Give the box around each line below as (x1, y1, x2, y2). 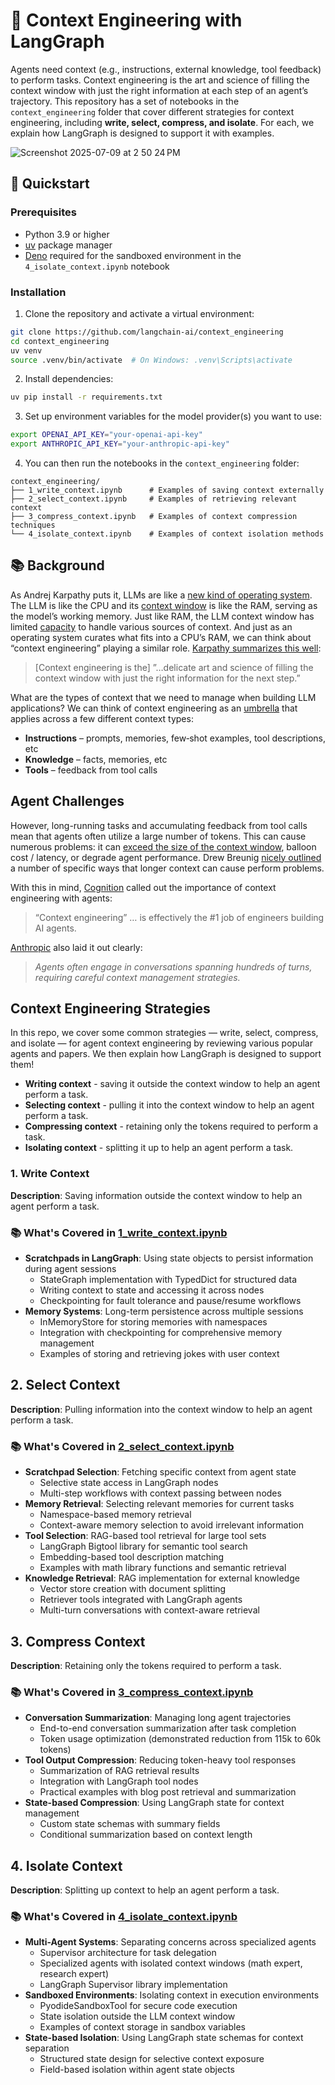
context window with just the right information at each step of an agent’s (10, 84, 309, 96)
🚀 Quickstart (10, 175, 90, 193)
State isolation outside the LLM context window (39, 2010, 236, 2023)
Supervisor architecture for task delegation (39, 1947, 217, 1959)
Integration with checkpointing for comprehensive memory (39, 1327, 283, 1339)
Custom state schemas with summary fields (39, 1818, 221, 1830)
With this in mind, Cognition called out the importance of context (10, 881, 277, 893)
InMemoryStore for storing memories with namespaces (39, 1316, 268, 1328)
